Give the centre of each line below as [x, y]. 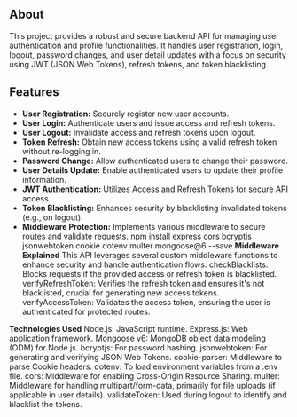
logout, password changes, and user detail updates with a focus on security [148, 55]
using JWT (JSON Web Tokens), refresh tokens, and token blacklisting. [139, 64]
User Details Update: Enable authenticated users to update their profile [152, 170]
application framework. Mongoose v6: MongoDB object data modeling [137, 338]
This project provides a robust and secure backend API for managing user [144, 35]
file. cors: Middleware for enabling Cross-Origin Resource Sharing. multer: [145, 375]
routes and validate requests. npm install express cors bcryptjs [137, 236]
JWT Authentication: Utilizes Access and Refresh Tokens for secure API [155, 189]
